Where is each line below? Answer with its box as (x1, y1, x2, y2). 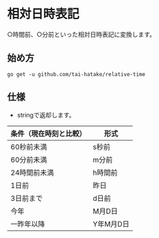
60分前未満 (10, 155, 47, 165)
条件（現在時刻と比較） (10, 128, 87, 138)
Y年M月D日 (93, 219, 130, 228)
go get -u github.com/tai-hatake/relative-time (7, 71, 146, 78)
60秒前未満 (10, 142, 47, 152)
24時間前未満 (10, 167, 54, 177)
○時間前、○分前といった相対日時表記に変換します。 (7, 30, 156, 38)
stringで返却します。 (16, 110, 75, 119)
